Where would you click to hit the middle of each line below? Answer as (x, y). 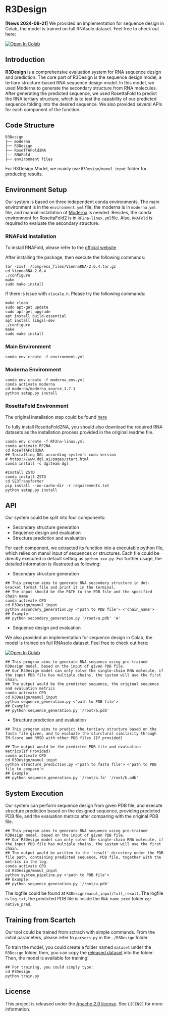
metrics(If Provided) (28, 751)
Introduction (25, 60)
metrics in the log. (27, 862)
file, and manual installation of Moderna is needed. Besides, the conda (78, 213)
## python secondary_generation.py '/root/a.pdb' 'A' (63, 618)
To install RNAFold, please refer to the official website (61, 247)
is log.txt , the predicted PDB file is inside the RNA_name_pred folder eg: (79, 899)
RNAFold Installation (31, 236)
